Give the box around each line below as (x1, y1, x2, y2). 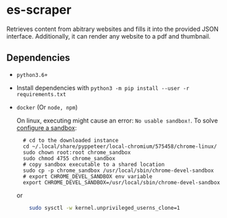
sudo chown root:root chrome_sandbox (23, 149, 131, 156)
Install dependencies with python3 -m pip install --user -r (16, 83, 190, 91)
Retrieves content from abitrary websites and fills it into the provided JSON (6, 25, 219, 33)
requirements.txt (16, 91, 67, 98)
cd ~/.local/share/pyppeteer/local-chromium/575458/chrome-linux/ (23, 143, 217, 150)
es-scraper (6, 2, 72, 18)
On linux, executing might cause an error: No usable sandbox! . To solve (16, 116, 218, 124)
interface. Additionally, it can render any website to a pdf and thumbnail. (6, 32, 211, 40)
